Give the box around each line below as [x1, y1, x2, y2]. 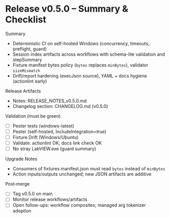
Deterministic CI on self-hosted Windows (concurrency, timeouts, [12, 40, 150, 46]
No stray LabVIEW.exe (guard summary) [12, 146, 96, 152]
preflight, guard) [12, 46, 47, 52]
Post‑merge [5, 181, 30, 187]
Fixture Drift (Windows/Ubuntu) [12, 134, 79, 140]
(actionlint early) [12, 78, 47, 84]
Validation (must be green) [5, 113, 61, 119]
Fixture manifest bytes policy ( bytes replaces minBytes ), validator [12, 62, 149, 68]
